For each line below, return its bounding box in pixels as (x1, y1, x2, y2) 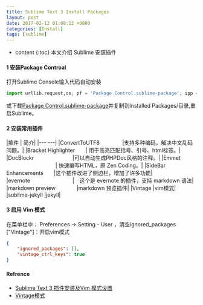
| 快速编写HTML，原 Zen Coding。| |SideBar (55, 162, 166, 169)
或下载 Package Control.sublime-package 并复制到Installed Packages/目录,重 (6, 102, 196, 110)
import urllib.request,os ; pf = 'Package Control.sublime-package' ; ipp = (6, 90, 199, 97)
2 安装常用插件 (6, 125, 43, 132)
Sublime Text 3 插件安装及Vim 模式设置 (14, 284, 113, 292)
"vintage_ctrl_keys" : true (17, 252, 85, 258)
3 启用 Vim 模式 (6, 206, 45, 213)
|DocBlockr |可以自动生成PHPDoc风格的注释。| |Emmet (6, 154, 181, 162)
